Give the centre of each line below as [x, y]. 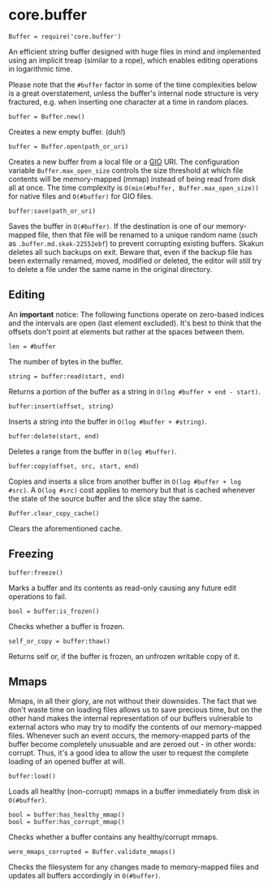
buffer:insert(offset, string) [61, 406]
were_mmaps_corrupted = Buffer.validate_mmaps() [92, 852]
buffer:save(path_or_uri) [52, 211]
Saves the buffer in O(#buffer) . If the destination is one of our [112, 226]
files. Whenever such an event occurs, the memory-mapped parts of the [130, 735]
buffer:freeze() [36, 573]
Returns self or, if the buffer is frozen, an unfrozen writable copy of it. [124, 656]
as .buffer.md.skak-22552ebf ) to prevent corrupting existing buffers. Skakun [136, 243]
